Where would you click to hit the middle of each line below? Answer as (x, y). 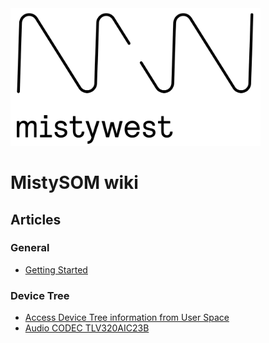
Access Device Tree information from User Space (127, 318)
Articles (36, 219)
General (30, 248)
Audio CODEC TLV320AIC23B (87, 328)
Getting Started (56, 269)
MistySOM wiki (74, 183)
